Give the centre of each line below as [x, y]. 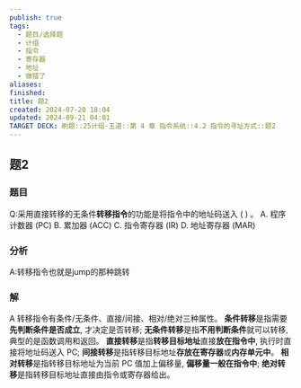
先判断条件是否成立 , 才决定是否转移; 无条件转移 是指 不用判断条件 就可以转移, [149, 330]
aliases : [26, 84]
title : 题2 [29, 101]
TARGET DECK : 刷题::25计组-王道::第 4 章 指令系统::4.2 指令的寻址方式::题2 [143, 127]
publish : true [36, 18]
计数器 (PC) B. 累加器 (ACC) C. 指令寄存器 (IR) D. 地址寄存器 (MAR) [133, 225]
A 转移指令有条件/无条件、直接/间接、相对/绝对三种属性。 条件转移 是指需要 [148, 319]
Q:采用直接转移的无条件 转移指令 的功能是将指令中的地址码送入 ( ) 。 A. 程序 [148, 214]
